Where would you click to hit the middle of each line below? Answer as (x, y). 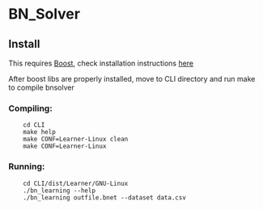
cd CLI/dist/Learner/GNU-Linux (76, 183)
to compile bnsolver (41, 87)
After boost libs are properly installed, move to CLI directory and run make (132, 79)
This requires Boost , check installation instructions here (101, 63)
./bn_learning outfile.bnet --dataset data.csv (104, 197)
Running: (27, 166)
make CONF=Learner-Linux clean (76, 139)
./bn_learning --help (59, 191)
